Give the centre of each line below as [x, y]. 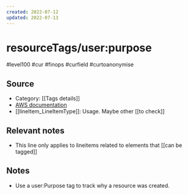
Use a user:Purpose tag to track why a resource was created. [92, 185]
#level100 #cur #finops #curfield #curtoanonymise [70, 65]
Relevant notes [35, 131]
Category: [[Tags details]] [48, 99]
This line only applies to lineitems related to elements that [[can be [99, 145]
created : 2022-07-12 [33, 12]
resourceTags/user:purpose [79, 48]
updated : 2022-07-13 [33, 18]
